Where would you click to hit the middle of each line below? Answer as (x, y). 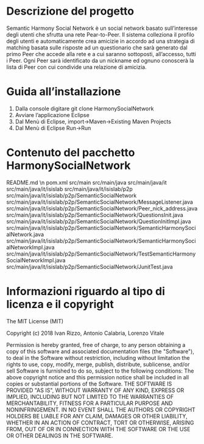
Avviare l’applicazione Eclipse (52, 115)
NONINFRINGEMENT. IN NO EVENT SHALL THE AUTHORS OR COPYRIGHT (101, 409)
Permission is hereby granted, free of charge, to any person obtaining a (96, 345)
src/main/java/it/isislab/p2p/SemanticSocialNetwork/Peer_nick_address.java (102, 208)
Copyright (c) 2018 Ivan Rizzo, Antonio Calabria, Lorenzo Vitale (85, 333)
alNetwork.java (25, 234)
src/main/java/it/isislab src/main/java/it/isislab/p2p (69, 189)
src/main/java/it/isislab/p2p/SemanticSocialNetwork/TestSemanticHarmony (101, 254)
